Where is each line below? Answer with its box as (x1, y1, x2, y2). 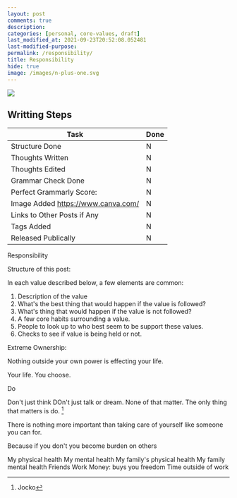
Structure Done (11, 142, 62, 152)
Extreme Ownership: (7, 344, 67, 352)
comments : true (7, 17, 52, 24)
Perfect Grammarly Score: (11, 188, 97, 198)
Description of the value (17, 292, 88, 300)
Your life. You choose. (7, 371, 71, 379)
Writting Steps (7, 109, 73, 121)
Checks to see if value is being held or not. (17, 329, 142, 339)
